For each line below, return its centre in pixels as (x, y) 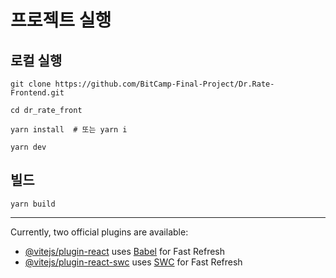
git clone (31, 84)
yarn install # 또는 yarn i (69, 130)
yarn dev (28, 147)
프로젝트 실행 (61, 20)
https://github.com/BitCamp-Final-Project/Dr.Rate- (164, 84)
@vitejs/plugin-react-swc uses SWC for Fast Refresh (133, 262)
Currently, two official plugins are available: (99, 232)
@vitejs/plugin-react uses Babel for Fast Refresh (125, 251)
